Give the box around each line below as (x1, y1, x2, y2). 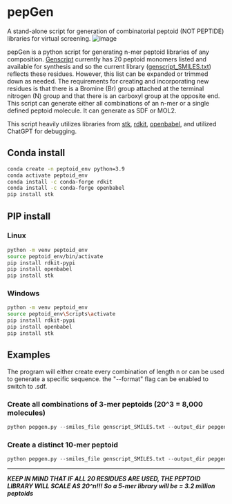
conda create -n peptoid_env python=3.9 (7, 165, 126, 173)
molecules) (7, 408, 46, 418)
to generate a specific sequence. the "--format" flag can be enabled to (7, 374, 209, 383)
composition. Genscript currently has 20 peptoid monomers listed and (7, 55, 207, 63)
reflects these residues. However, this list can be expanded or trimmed (7, 70, 209, 78)
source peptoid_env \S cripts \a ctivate (7, 311, 116, 318)
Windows (7, 289, 40, 298)
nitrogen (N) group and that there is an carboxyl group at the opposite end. (7, 91, 220, 100)
